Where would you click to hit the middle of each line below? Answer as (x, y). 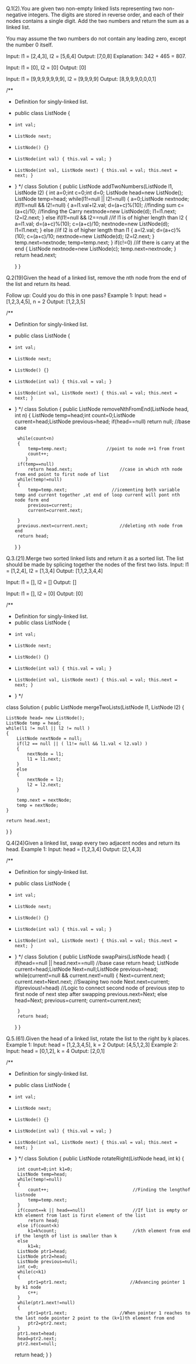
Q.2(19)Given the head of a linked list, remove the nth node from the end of (97, 278)
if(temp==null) (36, 464)
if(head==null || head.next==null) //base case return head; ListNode (97, 963)
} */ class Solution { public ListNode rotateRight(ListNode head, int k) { (99, 1158)
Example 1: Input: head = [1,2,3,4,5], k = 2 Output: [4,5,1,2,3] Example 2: (92, 1045)
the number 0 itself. (30, 45)
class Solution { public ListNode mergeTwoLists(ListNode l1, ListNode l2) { (95, 707)
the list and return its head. (39, 284)
